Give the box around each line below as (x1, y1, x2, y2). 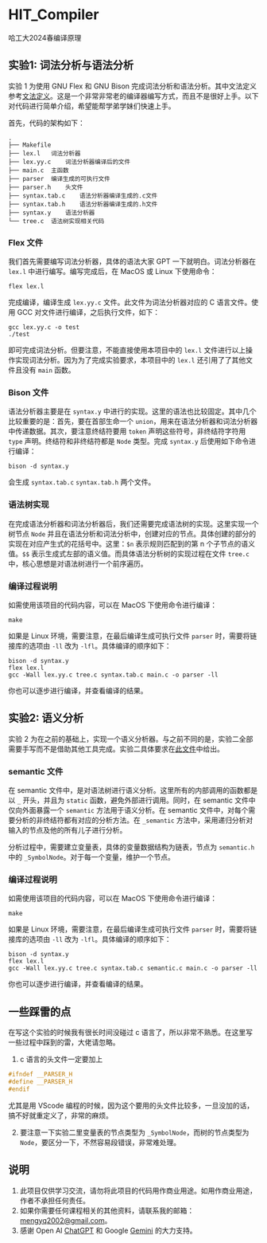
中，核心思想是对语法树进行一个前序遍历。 (8, 559, 148, 568)
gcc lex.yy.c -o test (8, 323, 80, 331)
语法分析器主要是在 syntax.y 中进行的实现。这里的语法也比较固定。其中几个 (8, 406, 257, 416)
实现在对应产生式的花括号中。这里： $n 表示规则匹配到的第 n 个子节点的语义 (8, 539, 256, 548)
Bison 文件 (8, 386, 49, 398)
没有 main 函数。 (21, 365, 75, 375)
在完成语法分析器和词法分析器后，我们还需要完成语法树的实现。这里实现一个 (8, 519, 259, 528)
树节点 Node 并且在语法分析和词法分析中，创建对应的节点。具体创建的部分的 (8, 528, 257, 539)
